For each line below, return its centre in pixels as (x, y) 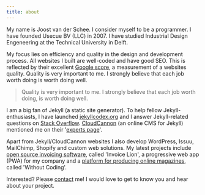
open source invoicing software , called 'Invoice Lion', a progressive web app (103, 154)
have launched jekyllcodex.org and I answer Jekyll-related (115, 116)
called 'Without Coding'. (37, 167)
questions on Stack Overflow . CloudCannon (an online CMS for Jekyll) (95, 123)
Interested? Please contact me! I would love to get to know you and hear (97, 179)
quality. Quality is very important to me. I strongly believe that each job (95, 73)
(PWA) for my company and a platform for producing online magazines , (96, 161)
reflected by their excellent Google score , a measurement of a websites (96, 67)
